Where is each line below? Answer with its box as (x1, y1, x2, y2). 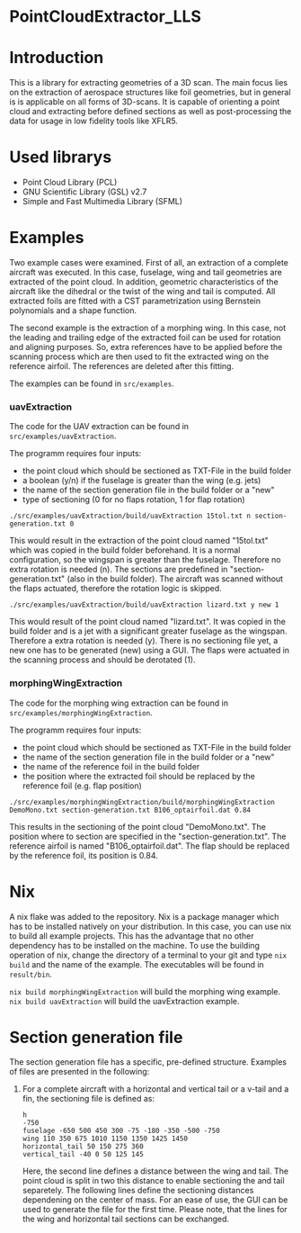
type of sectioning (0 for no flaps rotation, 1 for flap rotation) (22, 494, 245, 505)
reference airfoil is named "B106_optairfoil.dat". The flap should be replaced (9, 840, 290, 851)
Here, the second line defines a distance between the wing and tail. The (22, 1165, 289, 1176)
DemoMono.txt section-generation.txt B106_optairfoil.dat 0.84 (9, 805, 252, 814)
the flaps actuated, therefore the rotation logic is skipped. (9, 583, 222, 594)
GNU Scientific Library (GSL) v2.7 (22, 186, 147, 197)
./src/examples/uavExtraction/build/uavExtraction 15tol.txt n (9, 511, 252, 521)
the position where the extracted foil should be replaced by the (22, 770, 256, 781)
